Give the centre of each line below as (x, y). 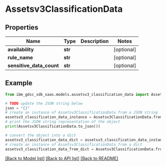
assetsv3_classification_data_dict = (44, 140)
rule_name (20, 58)
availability (21, 49)
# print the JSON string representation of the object (63, 122)
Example (19, 83)
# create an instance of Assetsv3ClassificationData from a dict (74, 144)
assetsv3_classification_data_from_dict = (49, 149)
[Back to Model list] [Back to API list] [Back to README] (62, 159)
